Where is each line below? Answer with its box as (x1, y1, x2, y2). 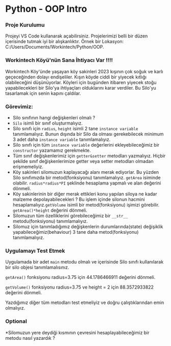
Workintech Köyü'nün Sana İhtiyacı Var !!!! (5, 57, 113, 64)
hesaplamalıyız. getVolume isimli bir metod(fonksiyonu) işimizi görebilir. (12, 202, 160, 208)
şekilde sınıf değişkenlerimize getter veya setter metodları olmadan (12, 158, 154, 165)
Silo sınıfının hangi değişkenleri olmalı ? (12, 115, 95, 121)
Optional (5, 318, 27, 325)
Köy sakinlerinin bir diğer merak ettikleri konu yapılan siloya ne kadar (12, 191, 157, 197)
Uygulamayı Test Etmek (5, 247, 65, 254)
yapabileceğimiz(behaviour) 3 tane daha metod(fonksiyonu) (12, 229, 139, 235)
